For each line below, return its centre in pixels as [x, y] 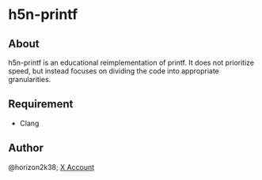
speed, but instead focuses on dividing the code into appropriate [114, 71]
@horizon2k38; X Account [51, 167]
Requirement [41, 104]
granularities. [30, 79]
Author [26, 148]
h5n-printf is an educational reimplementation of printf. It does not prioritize [131, 62]
